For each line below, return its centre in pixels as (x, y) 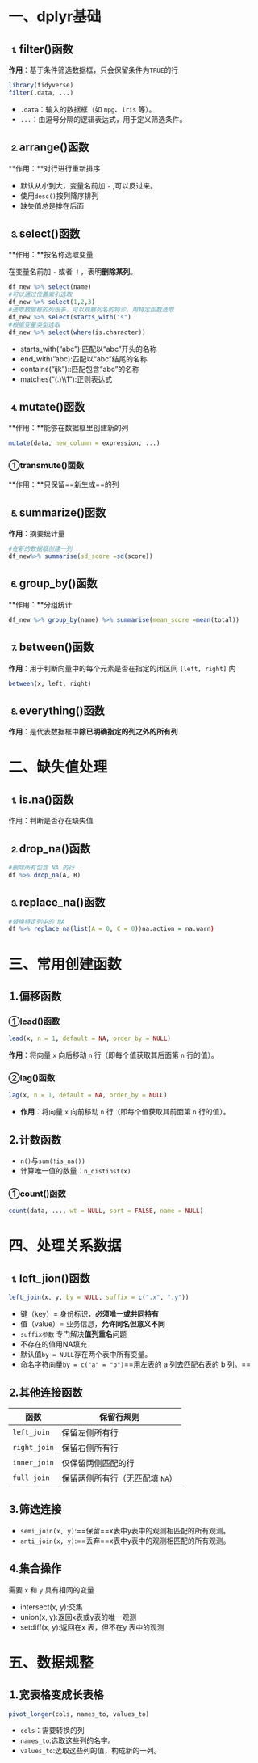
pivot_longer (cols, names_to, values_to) (79, 1714)
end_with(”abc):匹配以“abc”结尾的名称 (83, 359)
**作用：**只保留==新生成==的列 (64, 484)
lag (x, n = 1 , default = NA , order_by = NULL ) (88, 1095)
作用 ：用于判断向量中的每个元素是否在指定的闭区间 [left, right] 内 (122, 668)
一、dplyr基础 (55, 17)
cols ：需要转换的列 (52, 1731)
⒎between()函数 (51, 647)
